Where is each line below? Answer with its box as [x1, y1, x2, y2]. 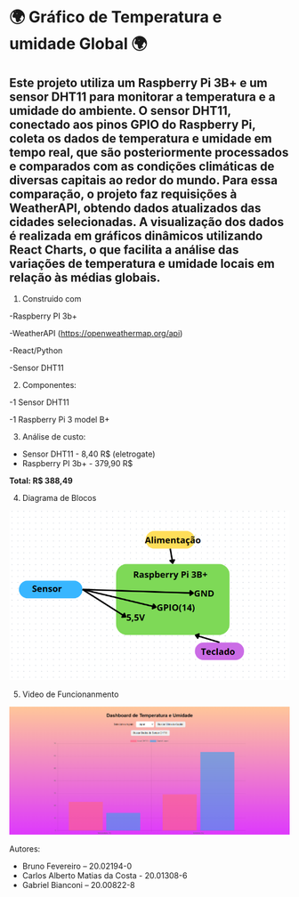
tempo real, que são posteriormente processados [9, 144, 289, 160]
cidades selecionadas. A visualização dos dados [9, 214, 285, 230]
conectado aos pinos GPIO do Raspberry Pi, [9, 117, 256, 132]
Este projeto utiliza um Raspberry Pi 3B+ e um [9, 75, 268, 90]
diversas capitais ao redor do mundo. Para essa [9, 173, 279, 188]
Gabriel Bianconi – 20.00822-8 [21, 879, 135, 890]
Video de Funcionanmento [21, 689, 119, 699]
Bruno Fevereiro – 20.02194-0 [21, 861, 133, 871]
